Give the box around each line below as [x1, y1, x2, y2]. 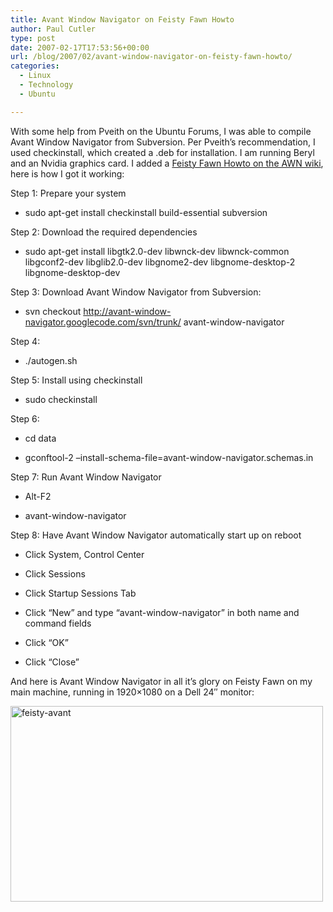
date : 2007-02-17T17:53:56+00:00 [10, 42, 150, 53]
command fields [24, 617, 92, 629]
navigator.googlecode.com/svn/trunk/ [24, 316, 182, 328]
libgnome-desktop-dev [24, 266, 121, 278]
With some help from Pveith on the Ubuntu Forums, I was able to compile [10, 125, 312, 137]
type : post [10, 33, 56, 43]
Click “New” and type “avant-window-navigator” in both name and [24, 606, 300, 618]
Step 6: [10, 412, 40, 425]
